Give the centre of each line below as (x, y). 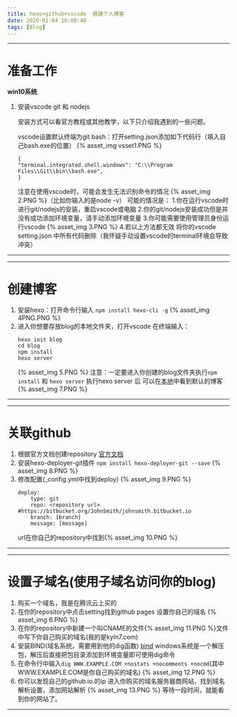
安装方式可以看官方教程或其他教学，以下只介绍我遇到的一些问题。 (113, 122)
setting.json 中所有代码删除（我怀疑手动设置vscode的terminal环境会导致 (122, 236)
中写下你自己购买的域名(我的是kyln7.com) (78, 637)
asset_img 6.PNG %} (48, 620)
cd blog (29, 346)
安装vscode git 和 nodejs (54, 107)
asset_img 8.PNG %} (48, 471)
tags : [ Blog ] (26, 27)
